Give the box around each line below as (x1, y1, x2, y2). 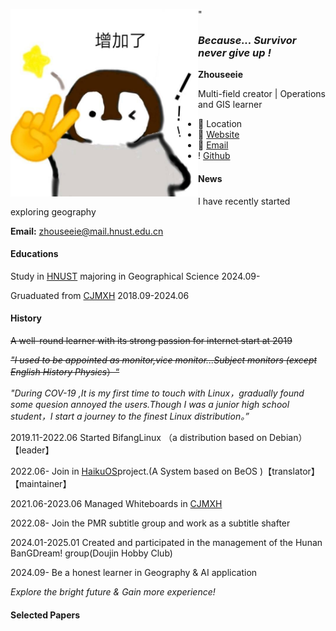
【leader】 (10, 444, 55, 456)
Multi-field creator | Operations (198, 88, 326, 100)
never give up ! (198, 45, 272, 59)
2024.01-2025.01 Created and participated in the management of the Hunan (10, 536, 323, 548)
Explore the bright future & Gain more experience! (10, 585, 216, 598)
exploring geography (10, 205, 97, 218)
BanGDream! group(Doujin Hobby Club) (10, 547, 173, 559)
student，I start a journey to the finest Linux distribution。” (10, 410, 250, 422)
